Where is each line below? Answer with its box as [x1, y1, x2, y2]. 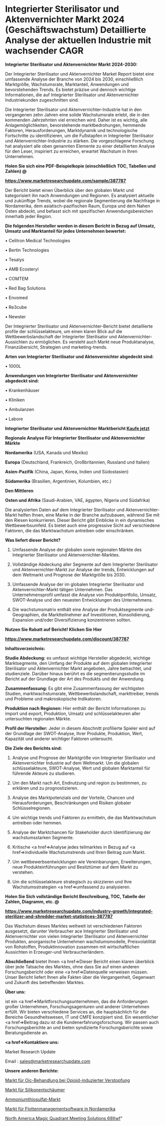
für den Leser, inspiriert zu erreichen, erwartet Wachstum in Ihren [5, 148, 137, 154]
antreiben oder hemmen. [12, 820, 62, 825]
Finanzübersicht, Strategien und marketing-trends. [5, 344, 108, 350]
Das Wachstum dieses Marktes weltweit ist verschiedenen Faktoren [5, 923, 142, 929]
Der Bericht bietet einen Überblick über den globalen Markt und [5, 187, 134, 193]
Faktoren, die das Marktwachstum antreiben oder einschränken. [5, 527, 135, 533]
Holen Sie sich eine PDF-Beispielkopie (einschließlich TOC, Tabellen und [5, 163, 156, 169]
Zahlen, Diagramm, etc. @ [5, 899, 59, 905]
